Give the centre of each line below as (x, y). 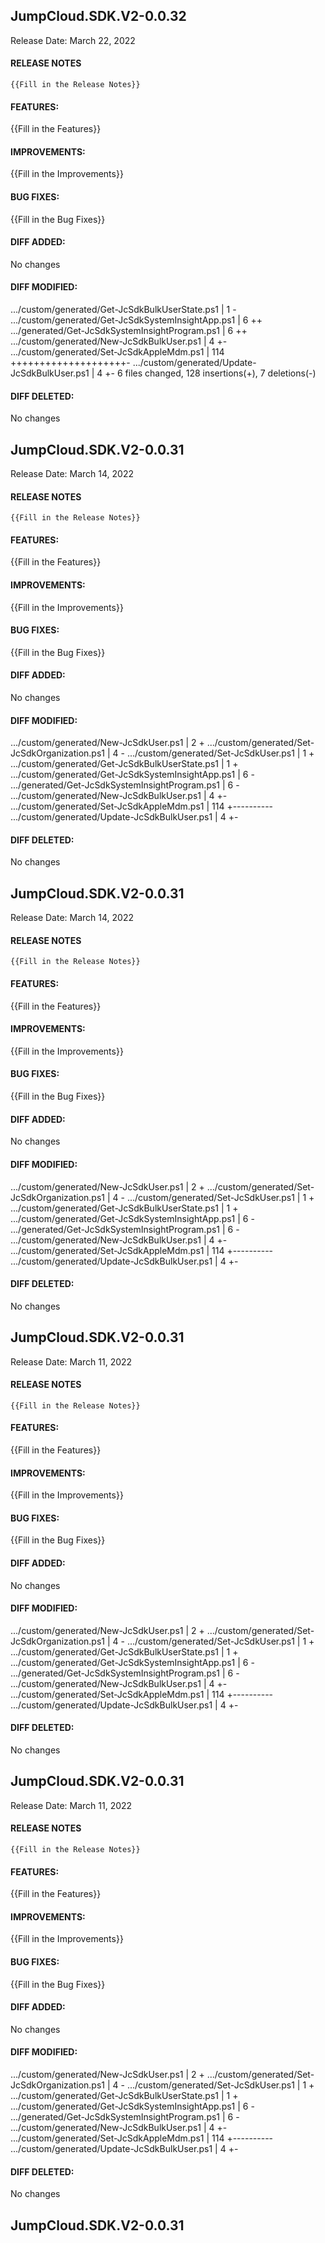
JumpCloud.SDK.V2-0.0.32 (98, 16)
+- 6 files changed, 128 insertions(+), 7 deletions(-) (210, 373)
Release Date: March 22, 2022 (73, 40)
